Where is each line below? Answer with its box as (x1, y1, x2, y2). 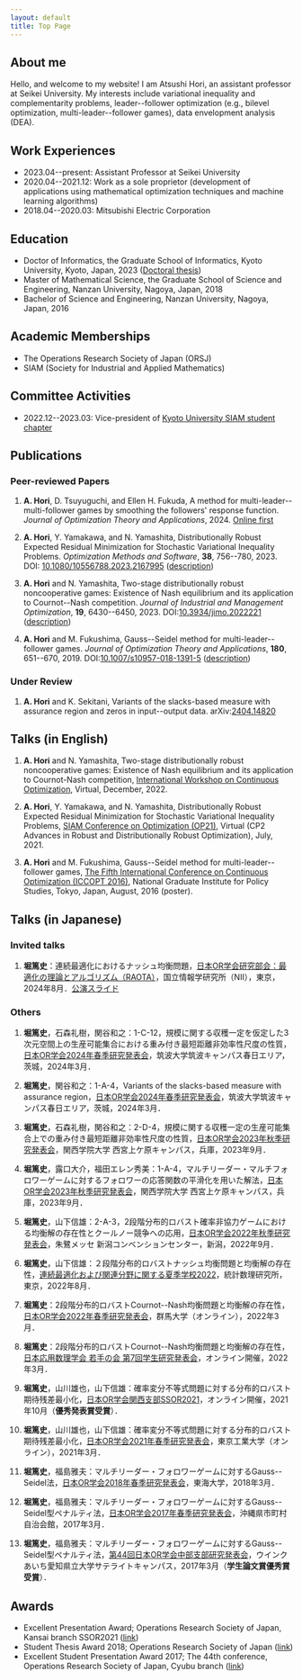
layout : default (10, 13, 71, 22)
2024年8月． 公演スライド (22, 983, 120, 994)
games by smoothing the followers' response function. (76, 505, 280, 516)
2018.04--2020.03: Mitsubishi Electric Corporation (22, 205, 210, 216)
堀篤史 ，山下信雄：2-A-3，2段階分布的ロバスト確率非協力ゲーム (22, 1217, 263, 1227)
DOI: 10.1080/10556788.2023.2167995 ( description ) (22, 561, 214, 571)
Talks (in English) (10, 731, 109, 747)
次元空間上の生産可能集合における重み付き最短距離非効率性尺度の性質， (22, 1038, 291, 1049)
